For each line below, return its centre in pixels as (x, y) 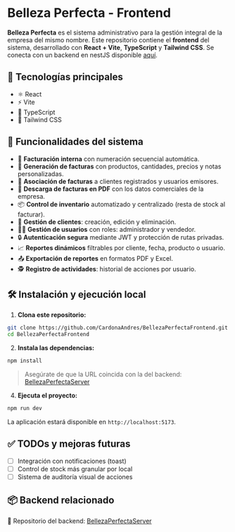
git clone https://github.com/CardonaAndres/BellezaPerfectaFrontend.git (118, 328)
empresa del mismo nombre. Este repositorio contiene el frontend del (108, 39)
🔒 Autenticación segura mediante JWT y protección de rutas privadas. (121, 237)
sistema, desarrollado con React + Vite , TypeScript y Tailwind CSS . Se (111, 47)
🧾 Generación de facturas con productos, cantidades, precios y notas (119, 166)
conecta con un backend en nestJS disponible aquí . (83, 55)
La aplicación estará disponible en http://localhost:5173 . (91, 421)
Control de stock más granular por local (75, 469)
